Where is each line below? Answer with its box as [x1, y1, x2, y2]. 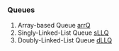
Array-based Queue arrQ [17, 21, 91, 30]
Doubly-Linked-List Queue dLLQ [17, 36, 112, 45]
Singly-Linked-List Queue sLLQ [17, 28, 109, 37]
